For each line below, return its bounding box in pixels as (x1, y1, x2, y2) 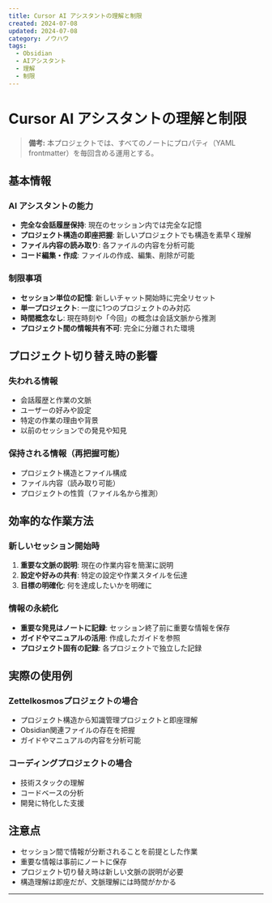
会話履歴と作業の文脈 (19, 395, 91, 405)
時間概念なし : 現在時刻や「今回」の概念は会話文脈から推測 (19, 313, 216, 322)
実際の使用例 (8, 669, 73, 683)
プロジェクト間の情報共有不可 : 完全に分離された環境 (19, 323, 195, 333)
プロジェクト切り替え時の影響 (8, 349, 158, 363)
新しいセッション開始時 (8, 540, 100, 552)
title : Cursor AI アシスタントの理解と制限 (8, 11, 142, 20)
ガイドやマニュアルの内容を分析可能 (19, 735, 142, 745)
